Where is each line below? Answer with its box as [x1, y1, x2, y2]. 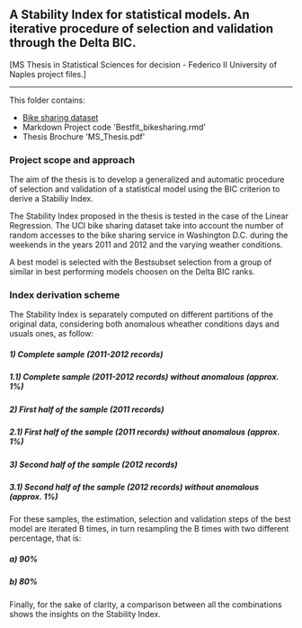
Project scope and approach [9, 153, 136, 166]
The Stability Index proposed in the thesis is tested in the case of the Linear [9, 211, 289, 221]
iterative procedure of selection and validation [9, 22, 274, 37]
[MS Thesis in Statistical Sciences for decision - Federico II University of [9, 58, 277, 70]
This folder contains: [9, 94, 85, 105]
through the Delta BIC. [9, 35, 137, 50]
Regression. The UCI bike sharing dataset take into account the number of [9, 220, 284, 231]
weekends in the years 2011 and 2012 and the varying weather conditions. [9, 239, 283, 250]
